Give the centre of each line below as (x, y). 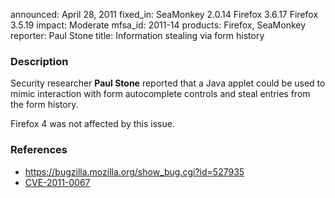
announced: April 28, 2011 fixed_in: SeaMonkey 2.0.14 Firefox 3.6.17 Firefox (164, 14)
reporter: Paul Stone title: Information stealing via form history (137, 35)
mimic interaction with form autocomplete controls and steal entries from (160, 94)
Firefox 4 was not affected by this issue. (92, 124)
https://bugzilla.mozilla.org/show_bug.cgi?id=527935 (134, 171)
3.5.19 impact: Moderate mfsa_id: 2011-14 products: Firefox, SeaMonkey (158, 25)
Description (39, 61)
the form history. (44, 105)
